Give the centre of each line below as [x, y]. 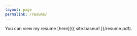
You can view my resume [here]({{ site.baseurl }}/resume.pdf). [68, 28]
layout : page [18, 10]
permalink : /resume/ [26, 14]
